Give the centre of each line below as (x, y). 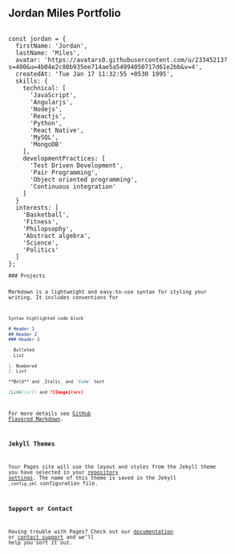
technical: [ (45, 88)
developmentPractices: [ (64, 158)
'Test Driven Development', (77, 165)
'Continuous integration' (73, 187)
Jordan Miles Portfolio (65, 13)
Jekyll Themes (32, 444)
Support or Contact (41, 509)
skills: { (32, 81)
